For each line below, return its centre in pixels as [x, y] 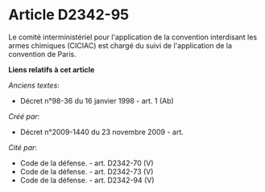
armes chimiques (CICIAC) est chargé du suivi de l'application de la [120, 45]
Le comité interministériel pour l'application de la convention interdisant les [133, 37]
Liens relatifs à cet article [52, 69]
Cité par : [23, 147]
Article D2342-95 [69, 15]
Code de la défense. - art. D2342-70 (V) [87, 163]
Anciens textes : [34, 85]
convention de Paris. [42, 54]
